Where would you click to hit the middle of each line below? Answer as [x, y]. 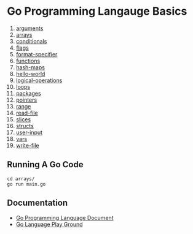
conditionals [31, 41]
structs [25, 126]
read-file [27, 113]
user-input [29, 132]
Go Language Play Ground [49, 224]
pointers [26, 100]
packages [29, 93]
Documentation [37, 203]
